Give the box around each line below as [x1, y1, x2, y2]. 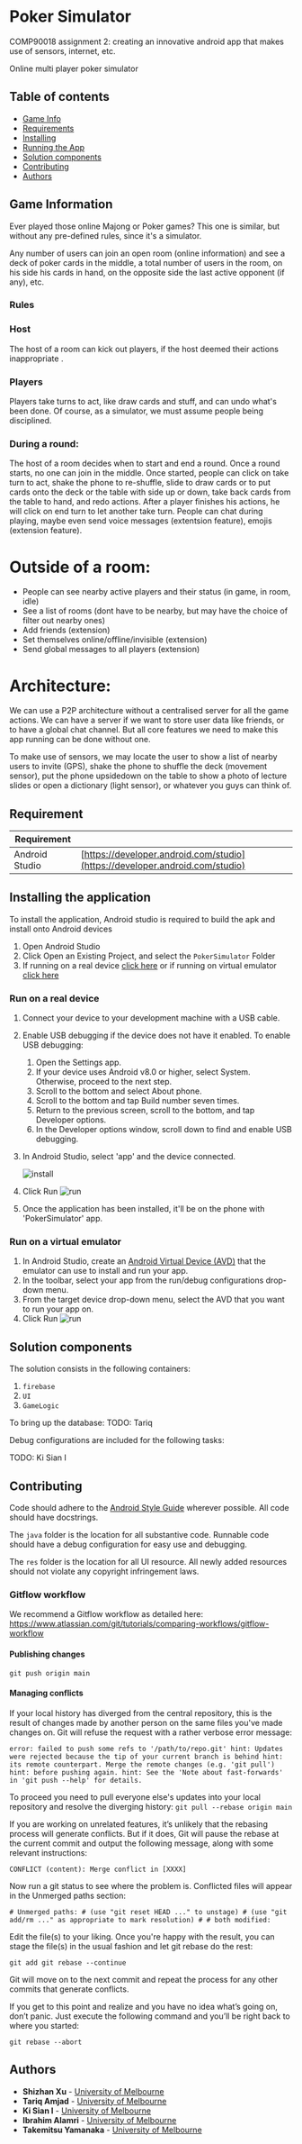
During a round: [9, 438, 79, 450]
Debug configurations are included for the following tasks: [9, 1435, 225, 1446]
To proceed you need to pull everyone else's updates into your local [9, 1791, 261, 1803]
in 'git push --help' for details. [9, 1776, 143, 1785]
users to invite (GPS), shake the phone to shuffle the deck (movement [9, 761, 268, 772]
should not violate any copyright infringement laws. [9, 1566, 200, 1577]
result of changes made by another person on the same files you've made [9, 1717, 283, 1728]
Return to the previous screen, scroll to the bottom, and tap [35, 1105, 255, 1116]
